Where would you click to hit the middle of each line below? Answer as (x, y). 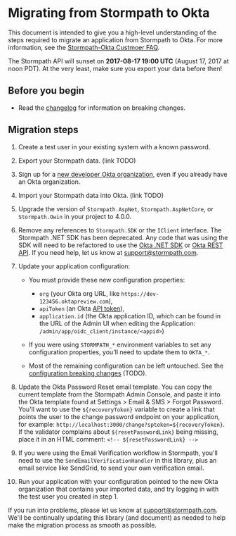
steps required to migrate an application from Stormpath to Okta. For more (116, 39)
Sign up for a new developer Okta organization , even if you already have (123, 174)
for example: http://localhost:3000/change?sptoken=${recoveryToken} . (122, 424)
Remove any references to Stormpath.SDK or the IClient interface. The (120, 230)
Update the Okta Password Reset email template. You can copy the (115, 387)
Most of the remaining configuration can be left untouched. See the (126, 366)
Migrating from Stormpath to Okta (109, 13)
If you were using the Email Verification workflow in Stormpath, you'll (118, 453)
